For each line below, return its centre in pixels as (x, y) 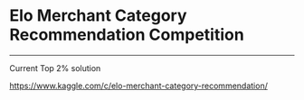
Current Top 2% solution (55, 68)
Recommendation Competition (127, 35)
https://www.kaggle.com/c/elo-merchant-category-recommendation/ (139, 86)
